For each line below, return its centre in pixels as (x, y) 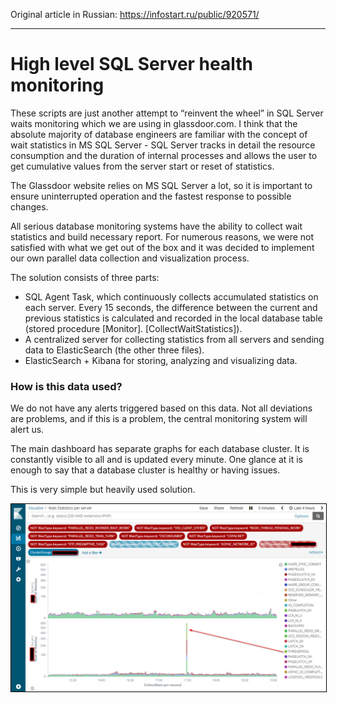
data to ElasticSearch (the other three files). (114, 350)
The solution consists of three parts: (85, 277)
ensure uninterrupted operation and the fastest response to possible (151, 196)
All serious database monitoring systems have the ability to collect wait (156, 226)
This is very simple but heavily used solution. (103, 490)
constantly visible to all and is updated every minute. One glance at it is (156, 460)
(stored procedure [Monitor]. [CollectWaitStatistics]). (133, 328)
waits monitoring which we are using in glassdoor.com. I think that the (154, 123)
